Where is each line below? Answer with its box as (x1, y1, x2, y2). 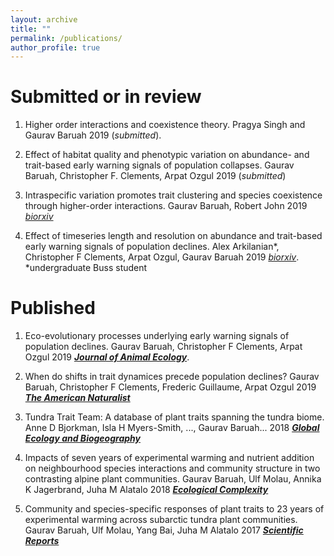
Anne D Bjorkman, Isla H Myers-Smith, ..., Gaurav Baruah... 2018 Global (24, 422, 320, 434)
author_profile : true (10, 42, 101, 53)
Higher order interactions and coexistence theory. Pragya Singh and (24, 119, 306, 131)
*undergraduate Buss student (24, 262, 148, 274)
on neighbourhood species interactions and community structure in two (24, 462, 321, 475)
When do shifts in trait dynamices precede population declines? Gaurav (24, 371, 320, 383)
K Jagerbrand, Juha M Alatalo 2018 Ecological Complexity (24, 484, 269, 496)
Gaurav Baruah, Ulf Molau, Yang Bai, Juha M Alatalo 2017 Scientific (24, 524, 304, 536)
